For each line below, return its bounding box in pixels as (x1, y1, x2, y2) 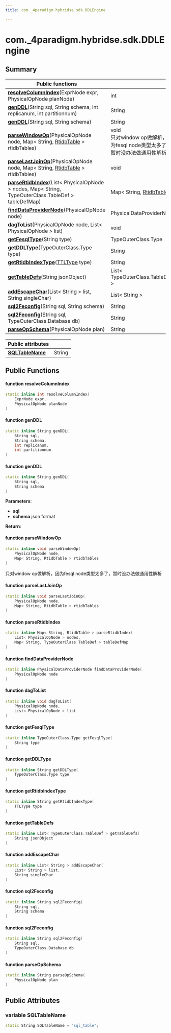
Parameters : (5, 498, 32, 504)
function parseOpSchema (5, 961, 61, 968)
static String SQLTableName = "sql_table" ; (5, 1023, 99, 1028)
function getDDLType (5, 756, 52, 762)
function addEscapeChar (5, 851, 60, 858)
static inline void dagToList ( (5, 699, 72, 704)
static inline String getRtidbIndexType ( (5, 799, 95, 804)
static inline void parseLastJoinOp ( (5, 593, 85, 599)
